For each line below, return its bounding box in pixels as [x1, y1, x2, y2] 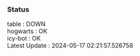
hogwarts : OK [7, 27, 48, 35]
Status [7, 5, 29, 14]
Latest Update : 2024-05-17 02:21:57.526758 [7, 42, 133, 50]
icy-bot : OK [7, 34, 41, 43]
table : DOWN [7, 20, 46, 28]
